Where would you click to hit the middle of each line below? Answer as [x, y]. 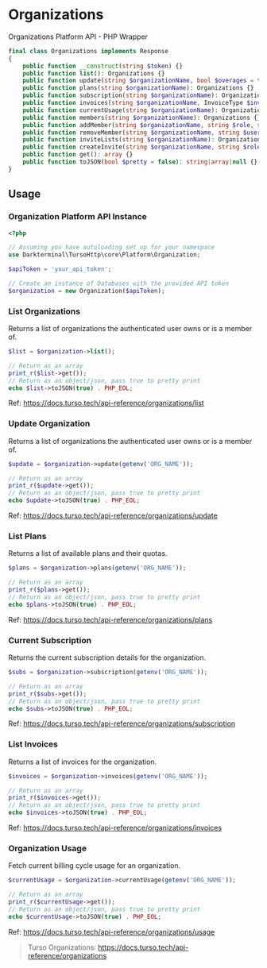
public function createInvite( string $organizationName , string [131, 147]
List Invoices [33, 744]
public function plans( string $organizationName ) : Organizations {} [138, 88]
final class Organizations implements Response [89, 51]
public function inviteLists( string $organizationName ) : [119, 140]
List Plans [27, 536]
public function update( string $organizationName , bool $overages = [138, 81]
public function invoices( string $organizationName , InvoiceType [133, 103]
